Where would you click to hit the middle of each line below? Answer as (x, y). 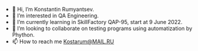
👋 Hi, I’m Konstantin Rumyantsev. (53, 9)
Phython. (23, 35)
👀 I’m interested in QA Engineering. (55, 16)
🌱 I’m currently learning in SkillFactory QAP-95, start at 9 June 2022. (97, 22)
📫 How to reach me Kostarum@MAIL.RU (63, 41)
